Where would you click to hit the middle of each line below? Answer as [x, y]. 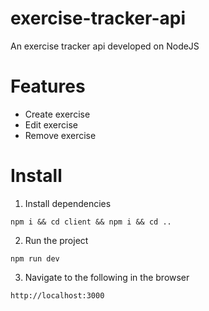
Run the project [56, 240]
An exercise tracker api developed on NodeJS [105, 46]
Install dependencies [68, 203]
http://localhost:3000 [57, 295]
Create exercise [57, 114]
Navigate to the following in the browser [107, 277]
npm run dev [35, 258]
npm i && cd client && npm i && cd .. [91, 222]
